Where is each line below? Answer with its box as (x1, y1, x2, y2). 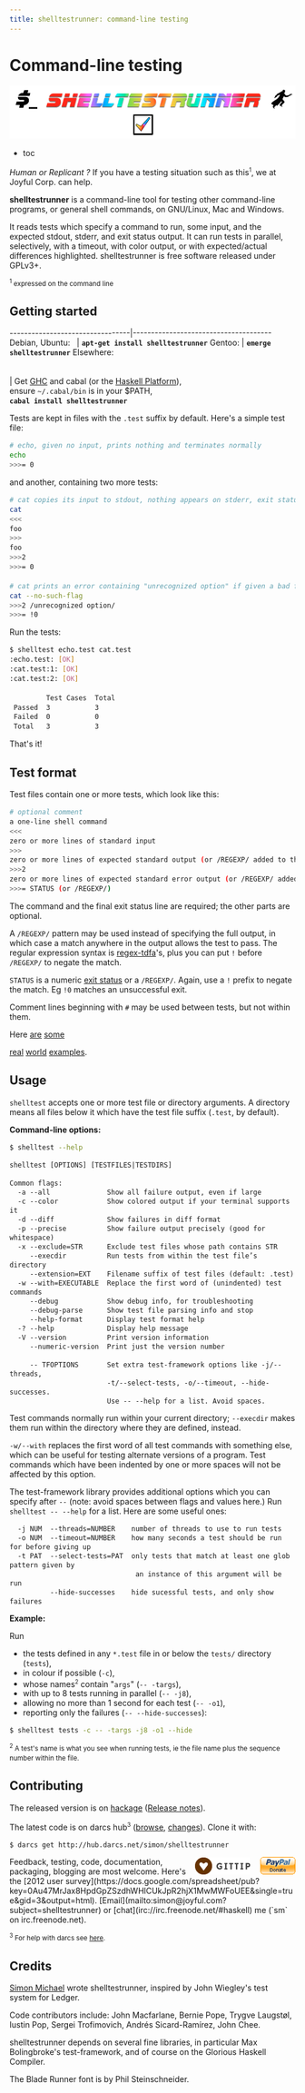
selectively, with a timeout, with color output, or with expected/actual (9, 241, 268, 252)
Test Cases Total (45, 693, 116, 703)
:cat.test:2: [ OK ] (9, 674, 79, 683)
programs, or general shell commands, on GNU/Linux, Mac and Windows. (9, 203, 284, 214)
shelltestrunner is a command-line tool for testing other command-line (9, 193, 276, 204)
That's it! (9, 738, 43, 749)
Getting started (9, 303, 98, 319)
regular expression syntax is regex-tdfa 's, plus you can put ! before (9, 947, 263, 958)
